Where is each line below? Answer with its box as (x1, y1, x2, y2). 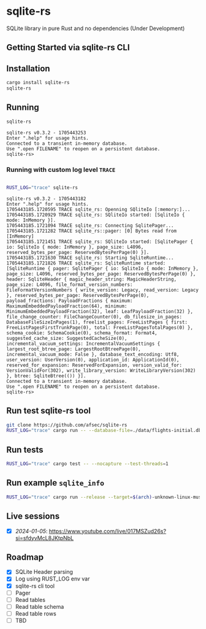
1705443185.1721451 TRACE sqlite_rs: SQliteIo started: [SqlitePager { (6, 238, 193, 245)
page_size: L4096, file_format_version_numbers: (6, 281, 133, 288)
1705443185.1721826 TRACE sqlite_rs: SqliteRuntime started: (6, 260, 166, 266)
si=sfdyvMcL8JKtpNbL (15, 534, 74, 541)
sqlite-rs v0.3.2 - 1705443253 (6, 129, 86, 136)
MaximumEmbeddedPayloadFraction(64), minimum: (6, 303, 128, 309)
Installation (6, 63, 50, 74)
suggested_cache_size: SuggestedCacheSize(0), (6, 335, 128, 341)
